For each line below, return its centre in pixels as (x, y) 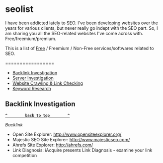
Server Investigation (33, 78)
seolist (19, 9)
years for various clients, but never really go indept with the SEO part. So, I (81, 28)
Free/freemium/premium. (31, 39)
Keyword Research (32, 88)
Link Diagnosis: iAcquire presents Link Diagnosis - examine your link (82, 150)
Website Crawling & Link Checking (48, 83)
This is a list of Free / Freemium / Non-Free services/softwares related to (80, 48)
